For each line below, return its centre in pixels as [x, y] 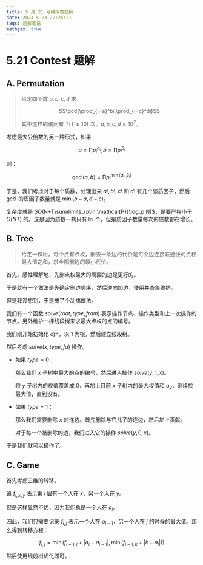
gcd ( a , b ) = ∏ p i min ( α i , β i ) [102, 177]
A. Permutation [35, 84]
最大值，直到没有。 [39, 394]
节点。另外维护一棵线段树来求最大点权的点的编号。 [70, 321]
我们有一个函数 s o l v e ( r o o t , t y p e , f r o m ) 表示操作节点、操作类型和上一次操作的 [101, 313]
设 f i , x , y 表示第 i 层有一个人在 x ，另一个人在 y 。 [66, 494]
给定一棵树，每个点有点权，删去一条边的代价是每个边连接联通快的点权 [109, 254]
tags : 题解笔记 [24, 23]
